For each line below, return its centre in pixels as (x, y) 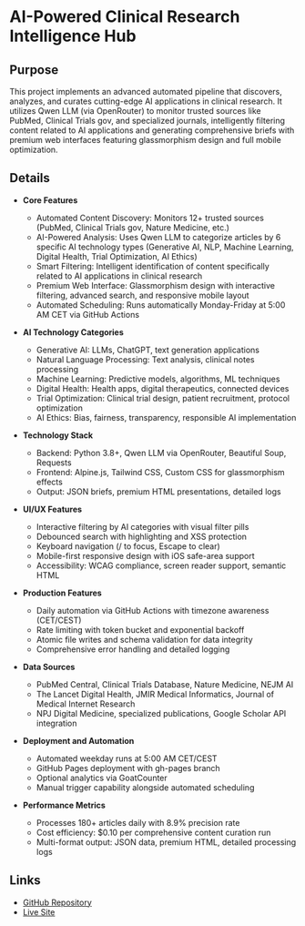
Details (30, 178)
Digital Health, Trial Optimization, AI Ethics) (117, 256)
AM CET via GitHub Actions (87, 314)
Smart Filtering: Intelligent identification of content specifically (153, 266)
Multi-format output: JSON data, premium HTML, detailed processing (166, 842)
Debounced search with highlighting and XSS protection (142, 536)
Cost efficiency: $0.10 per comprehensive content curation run (153, 832)
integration (56, 723)
